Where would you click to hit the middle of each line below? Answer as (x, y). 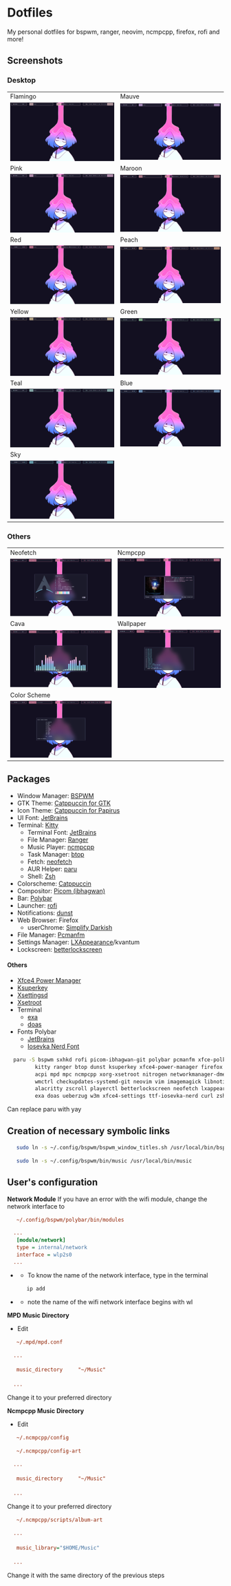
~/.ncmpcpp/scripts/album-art (59, 1520)
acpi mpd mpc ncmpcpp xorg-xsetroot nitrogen (101, 1074)
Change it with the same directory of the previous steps (86, 1576)
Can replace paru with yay (44, 1109)
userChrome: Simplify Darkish (70, 927)
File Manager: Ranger (58, 839)
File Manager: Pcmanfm (51, 935)
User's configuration (53, 1182)
